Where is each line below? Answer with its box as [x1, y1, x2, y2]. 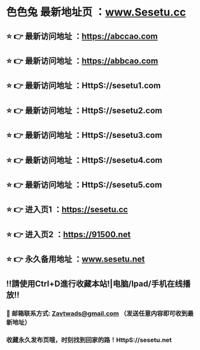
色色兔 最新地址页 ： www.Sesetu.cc [6, 5, 186, 19]
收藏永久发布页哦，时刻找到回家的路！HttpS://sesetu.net [6, 336, 172, 344]
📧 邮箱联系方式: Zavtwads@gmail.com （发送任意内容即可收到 [6, 309, 188, 318]
